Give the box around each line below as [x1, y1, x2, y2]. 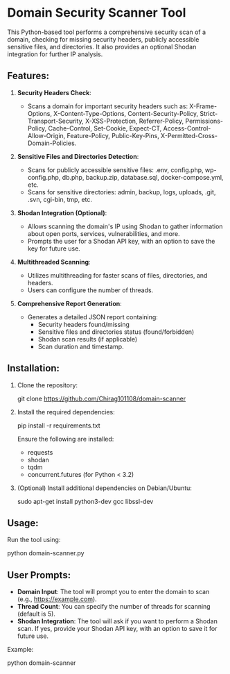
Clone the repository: [17, 380, 78, 389]
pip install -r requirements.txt [17, 421, 100, 430]
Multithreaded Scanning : [17, 258, 91, 266]
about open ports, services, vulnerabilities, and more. [27, 229, 180, 237]
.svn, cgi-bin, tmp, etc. [27, 195, 92, 203]
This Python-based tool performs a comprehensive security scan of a [7, 28, 206, 36]
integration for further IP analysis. [7, 50, 103, 58]
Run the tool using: [7, 536, 61, 544]
